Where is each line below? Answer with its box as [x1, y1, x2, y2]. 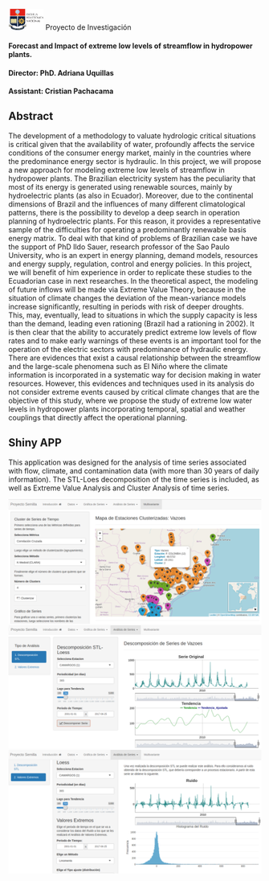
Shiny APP [8, 436, 62, 450]
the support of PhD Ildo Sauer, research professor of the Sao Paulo [8, 242, 230, 252]
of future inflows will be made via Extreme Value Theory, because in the [8, 285, 247, 294]
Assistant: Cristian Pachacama [8, 86, 114, 96]
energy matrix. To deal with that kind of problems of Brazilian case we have [8, 233, 258, 243]
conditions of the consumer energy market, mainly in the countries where [8, 148, 251, 158]
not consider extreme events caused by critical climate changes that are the [8, 387, 259, 396]
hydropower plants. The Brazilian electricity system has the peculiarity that [8, 174, 255, 183]
